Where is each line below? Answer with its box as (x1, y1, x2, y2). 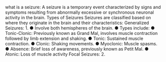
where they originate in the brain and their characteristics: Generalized (5, 20, 150, 26)
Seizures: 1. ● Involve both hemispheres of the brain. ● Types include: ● (5, 25, 155, 31)
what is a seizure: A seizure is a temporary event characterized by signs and (5, 4, 161, 10)
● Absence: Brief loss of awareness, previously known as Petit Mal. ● (5, 46, 149, 52)
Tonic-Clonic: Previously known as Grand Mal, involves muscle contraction (5, 31, 158, 36)
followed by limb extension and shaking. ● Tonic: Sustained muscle (5, 35, 144, 41)
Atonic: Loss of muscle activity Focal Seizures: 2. (5, 51, 106, 57)
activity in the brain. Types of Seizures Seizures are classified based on (5, 15, 151, 20)
